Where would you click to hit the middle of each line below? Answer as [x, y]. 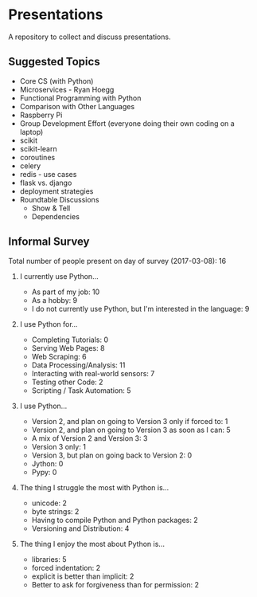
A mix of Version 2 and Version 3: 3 [90, 438]
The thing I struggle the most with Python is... [94, 487]
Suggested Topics [55, 62]
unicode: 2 [49, 503]
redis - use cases [48, 174]
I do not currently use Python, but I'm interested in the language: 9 [140, 308]
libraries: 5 [49, 559]
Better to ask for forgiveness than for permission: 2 [115, 584]
